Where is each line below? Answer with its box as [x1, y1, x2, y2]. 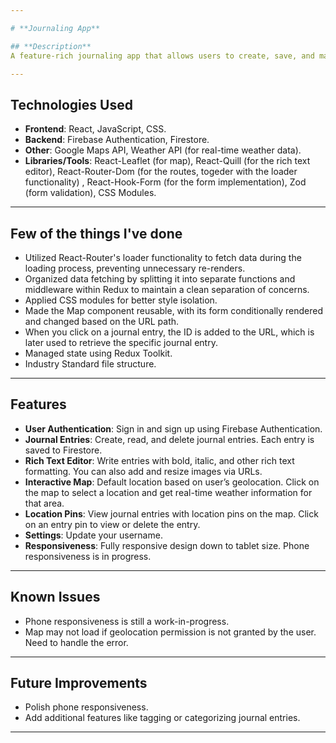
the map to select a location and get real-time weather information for [24, 486, 313, 498]
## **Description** [10, 41, 92, 51]
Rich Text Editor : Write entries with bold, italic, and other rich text [24, 454, 295, 466]
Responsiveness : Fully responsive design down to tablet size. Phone [24, 539, 310, 551]
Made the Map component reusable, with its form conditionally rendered [24, 305, 324, 316]
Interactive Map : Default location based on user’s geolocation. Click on [24, 476, 320, 488]
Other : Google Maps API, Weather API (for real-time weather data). [24, 144, 302, 156]
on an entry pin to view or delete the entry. [24, 518, 201, 530]
